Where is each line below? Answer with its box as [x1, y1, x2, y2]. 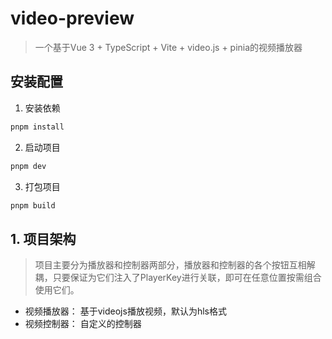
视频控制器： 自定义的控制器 [24, 318, 142, 330]
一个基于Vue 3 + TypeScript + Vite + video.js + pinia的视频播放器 [34, 41, 303, 53]
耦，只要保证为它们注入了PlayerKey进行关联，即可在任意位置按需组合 [34, 272, 322, 284]
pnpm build [10, 200, 56, 211]
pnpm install [10, 122, 65, 132]
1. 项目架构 [10, 230, 77, 247]
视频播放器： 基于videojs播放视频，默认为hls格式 [24, 305, 227, 317]
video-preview [10, 7, 135, 30]
